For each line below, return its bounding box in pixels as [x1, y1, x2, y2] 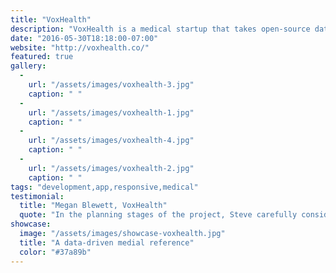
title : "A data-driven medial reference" [19, 237, 195, 248]
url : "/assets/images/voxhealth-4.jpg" [28, 136, 195, 146]
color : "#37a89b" [19, 247, 92, 257]
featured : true [10, 52, 74, 62]
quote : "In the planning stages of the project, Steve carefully [19, 210, 298, 220]
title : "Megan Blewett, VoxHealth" [19, 201, 168, 211]
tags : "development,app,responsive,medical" [10, 182, 199, 192]
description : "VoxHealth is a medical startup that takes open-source [10, 24, 311, 34]
